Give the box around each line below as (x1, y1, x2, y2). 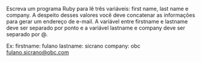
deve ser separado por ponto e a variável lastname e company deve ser (6, 24, 186, 31)
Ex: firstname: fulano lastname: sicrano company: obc (6, 42, 141, 49)
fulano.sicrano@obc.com (6, 49, 70, 56)
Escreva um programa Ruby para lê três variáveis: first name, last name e (6, 5, 189, 12)
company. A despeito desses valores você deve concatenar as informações (6, 11, 196, 19)
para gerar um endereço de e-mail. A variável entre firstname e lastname (6, 18, 188, 25)
